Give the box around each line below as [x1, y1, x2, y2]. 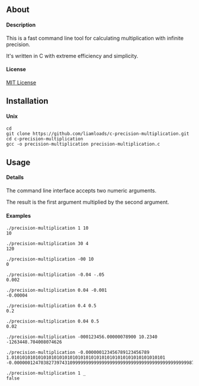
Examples [6, 212, 31, 219]
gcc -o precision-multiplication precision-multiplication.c [6, 141, 161, 147]
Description [6, 21, 36, 28]
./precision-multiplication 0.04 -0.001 [6, 287, 108, 294]
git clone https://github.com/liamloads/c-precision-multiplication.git [6, 131, 190, 137]
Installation [6, 96, 49, 106]
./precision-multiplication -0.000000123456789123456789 [6, 349, 150, 356]
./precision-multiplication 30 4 [6, 241, 89, 247]
